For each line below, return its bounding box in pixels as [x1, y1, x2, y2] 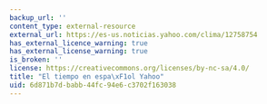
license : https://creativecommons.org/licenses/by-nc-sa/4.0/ [9, 64, 250, 73]
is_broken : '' [9, 55, 64, 64]
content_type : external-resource [9, 22, 136, 31]
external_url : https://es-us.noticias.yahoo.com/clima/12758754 [9, 30, 258, 39]
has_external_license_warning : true [9, 47, 148, 56]
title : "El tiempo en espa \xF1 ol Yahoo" [9, 72, 165, 81]
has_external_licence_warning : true [9, 38, 148, 48]
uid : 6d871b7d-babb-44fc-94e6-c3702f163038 [9, 80, 177, 90]
